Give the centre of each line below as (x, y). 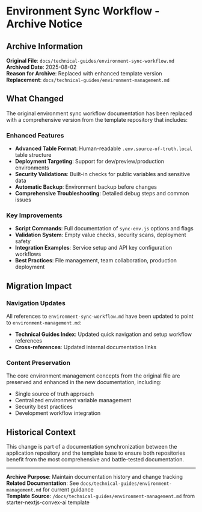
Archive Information (44, 46)
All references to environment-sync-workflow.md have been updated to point (100, 316)
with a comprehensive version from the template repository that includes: (97, 119)
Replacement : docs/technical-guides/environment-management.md (88, 80)
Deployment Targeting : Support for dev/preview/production (89, 162)
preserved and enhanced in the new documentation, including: (84, 382)
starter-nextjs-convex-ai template (48, 502)
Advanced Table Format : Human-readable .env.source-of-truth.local (103, 148)
